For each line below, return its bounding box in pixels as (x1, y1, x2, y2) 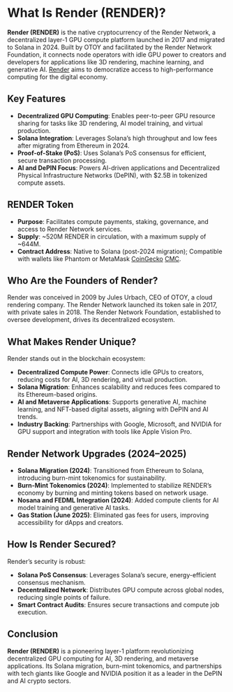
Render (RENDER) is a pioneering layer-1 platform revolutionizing (7, 647, 194, 655)
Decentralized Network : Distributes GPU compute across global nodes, (17, 586, 225, 594)
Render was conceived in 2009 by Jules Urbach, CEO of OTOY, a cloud (7, 293, 213, 302)
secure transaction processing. (17, 156, 107, 164)
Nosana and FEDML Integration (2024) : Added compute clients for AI (17, 496, 219, 504)
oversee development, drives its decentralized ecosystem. (7, 316, 176, 324)
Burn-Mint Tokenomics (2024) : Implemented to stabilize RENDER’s (17, 481, 212, 489)
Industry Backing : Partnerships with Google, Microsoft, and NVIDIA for (17, 420, 222, 428)
